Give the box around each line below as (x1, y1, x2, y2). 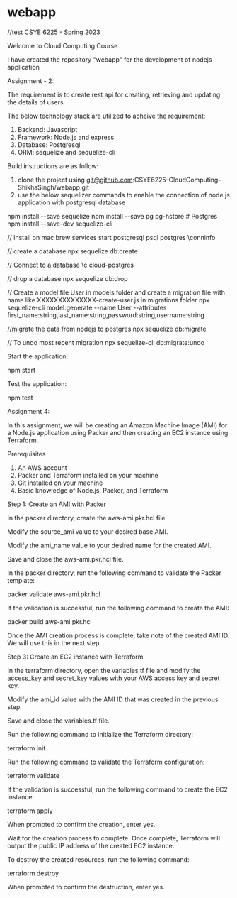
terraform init (7, 743, 46, 752)
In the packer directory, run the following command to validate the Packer (7, 569, 221, 577)
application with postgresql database (17, 198, 126, 207)
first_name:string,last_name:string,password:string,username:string (7, 310, 205, 319)
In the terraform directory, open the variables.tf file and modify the (7, 666, 201, 674)
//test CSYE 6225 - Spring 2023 (7, 28, 100, 36)
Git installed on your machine (17, 478, 103, 487)
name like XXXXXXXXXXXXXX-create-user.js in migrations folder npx (7, 295, 210, 304)
